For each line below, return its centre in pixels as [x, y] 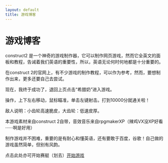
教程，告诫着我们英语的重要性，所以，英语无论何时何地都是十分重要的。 [89, 62]
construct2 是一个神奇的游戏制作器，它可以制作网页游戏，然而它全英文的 [81, 56]
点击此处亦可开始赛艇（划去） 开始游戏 [45, 155]
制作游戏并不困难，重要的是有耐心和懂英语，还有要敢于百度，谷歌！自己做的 [84, 138]
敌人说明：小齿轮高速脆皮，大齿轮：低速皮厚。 [53, 111]
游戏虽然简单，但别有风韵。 [34, 145]
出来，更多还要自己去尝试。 [38, 79]
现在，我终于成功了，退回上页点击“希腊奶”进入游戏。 [60, 90]
